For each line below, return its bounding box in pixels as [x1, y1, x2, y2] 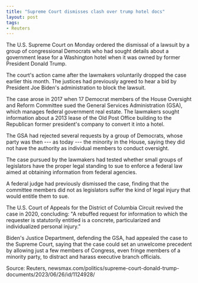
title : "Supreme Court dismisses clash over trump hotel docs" [6, 8, 165, 15]
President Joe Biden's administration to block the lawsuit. [6, 84, 146, 92]
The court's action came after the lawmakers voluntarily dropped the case [6, 71, 187, 79]
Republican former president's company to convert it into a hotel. [6, 121, 165, 128]
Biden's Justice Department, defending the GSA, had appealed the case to [6, 235, 188, 242]
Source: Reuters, [6, 265, 47, 272]
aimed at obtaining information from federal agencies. [6, 169, 137, 176]
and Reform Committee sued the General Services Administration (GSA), [6, 102, 183, 109]
